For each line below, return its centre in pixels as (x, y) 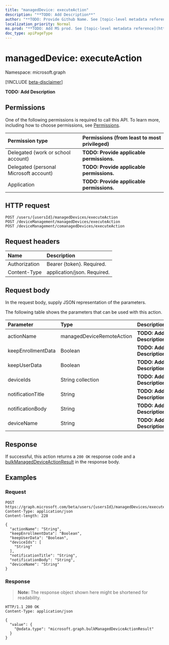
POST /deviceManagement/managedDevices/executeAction (63, 222)
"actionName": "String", (36, 529)
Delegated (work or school (39, 152)
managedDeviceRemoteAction (96, 336)
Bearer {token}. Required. (76, 264)
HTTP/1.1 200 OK (22, 607)
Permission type (28, 141)
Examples (21, 478)
